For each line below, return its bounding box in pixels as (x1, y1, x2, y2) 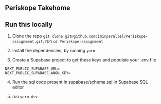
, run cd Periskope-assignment (43, 38, 104, 44)
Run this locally (5, 20, 53, 29)
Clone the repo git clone (12, 33, 63, 39)
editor (12, 84, 24, 90)
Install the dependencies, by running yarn (12, 48, 96, 54)
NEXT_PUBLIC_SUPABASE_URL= (5, 66, 60, 72)
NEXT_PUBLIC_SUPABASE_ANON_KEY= (5, 71, 71, 75)
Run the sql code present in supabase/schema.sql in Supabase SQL (12, 79, 148, 85)
